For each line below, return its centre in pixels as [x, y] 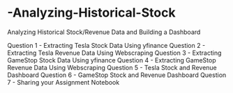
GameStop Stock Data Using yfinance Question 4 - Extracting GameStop [112, 60]
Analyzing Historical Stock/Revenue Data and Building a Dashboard [104, 32]
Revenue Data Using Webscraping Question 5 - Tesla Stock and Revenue [112, 67]
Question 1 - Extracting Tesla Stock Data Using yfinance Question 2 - [106, 45]
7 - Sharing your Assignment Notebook [63, 82]
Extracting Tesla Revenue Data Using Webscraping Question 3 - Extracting [114, 53]
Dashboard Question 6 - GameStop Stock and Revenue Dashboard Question [117, 75]
